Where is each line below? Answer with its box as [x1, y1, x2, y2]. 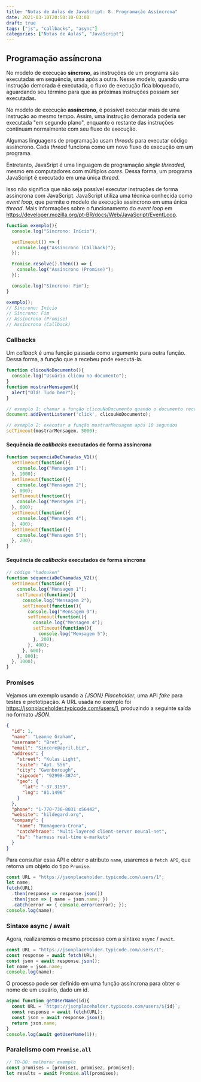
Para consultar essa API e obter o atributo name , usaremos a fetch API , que [6, 856, 191, 863]
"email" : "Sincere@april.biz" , [11, 745, 90, 751]
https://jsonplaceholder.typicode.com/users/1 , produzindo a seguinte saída [6, 705, 191, 712]
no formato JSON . [6, 711, 51, 718]
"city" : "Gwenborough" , [17, 767, 77, 773]
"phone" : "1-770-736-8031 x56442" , [11, 806, 100, 812]
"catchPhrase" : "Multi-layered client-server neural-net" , [17, 829, 167, 835]
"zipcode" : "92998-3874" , [17, 773, 82, 779]
